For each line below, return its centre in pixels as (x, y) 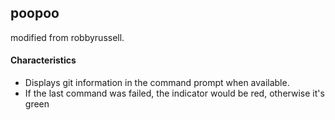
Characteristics (43, 60)
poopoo (35, 13)
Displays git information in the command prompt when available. (157, 83)
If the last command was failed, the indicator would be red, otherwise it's (174, 93)
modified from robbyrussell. (67, 37)
